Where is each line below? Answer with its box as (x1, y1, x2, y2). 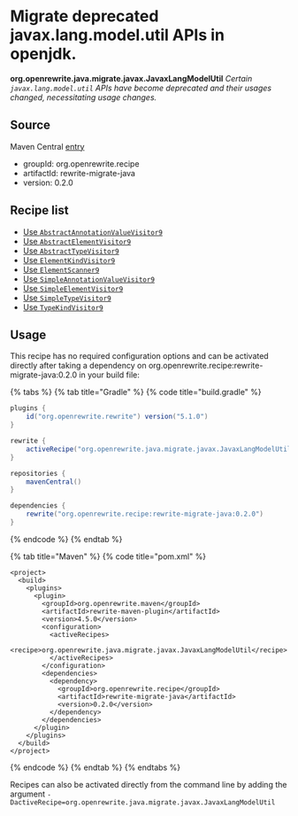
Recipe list (10, 203, 69, 218)
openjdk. (10, 44, 77, 64)
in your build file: (79, 369, 141, 380)
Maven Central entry (10, 141, 85, 152)
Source (10, 118, 51, 133)
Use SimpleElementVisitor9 (22, 283, 124, 293)
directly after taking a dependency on (10, 361, 147, 371)
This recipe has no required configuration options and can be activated (10, 351, 269, 361)
